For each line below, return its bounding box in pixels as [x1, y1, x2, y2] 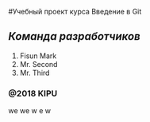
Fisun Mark [19, 51, 57, 61]
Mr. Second [19, 59, 58, 69]
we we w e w [8, 106, 52, 116]
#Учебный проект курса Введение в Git [8, 7, 142, 16]
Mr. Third [19, 68, 50, 77]
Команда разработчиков [8, 30, 140, 43]
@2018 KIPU [8, 88, 58, 99]
